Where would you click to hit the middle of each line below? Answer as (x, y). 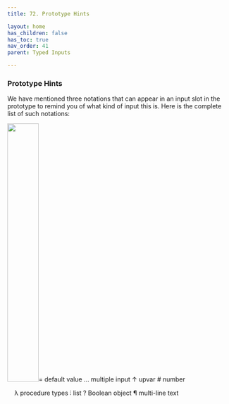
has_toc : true (28, 39)
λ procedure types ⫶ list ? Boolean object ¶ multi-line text (97, 393)
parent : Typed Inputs (39, 53)
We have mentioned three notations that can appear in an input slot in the (114, 99)
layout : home (26, 26)
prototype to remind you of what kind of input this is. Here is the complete (114, 106)
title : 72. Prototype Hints (49, 14)
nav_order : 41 (28, 46)
